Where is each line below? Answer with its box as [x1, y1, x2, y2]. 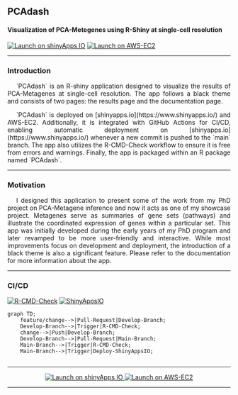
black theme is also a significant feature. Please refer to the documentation [7, 249, 231, 257]
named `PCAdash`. [7, 155, 62, 164]
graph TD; [7, 311, 37, 318]
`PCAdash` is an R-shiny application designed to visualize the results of [16, 82, 231, 90]
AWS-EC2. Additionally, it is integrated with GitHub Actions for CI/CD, [7, 118, 231, 126]
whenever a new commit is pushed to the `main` [90, 133, 231, 141]
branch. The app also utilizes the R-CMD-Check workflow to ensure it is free [7, 140, 231, 149]
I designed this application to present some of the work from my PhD [16, 196, 231, 205]
